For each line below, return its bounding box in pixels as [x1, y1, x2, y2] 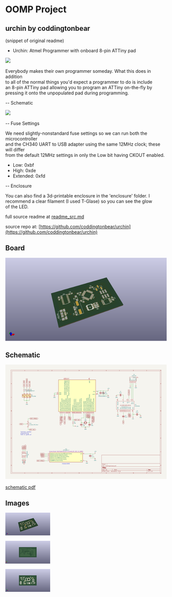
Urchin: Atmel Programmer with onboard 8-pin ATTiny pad [12, 48, 136, 53]
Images [5, 499, 30, 507]
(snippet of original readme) [5, 37, 64, 44]
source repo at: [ [5, 224, 40, 229]
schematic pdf [5, 484, 36, 490]
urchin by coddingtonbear [5, 24, 91, 33]
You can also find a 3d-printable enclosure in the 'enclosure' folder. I [5, 193, 150, 198]
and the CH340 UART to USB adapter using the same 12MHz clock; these [5, 141, 161, 147]
